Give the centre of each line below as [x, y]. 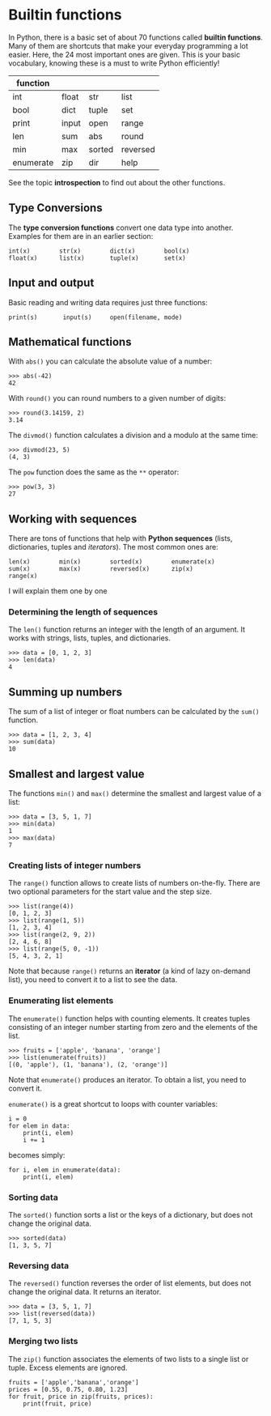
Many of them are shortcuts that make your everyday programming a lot [128, 45]
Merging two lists [43, 1342]
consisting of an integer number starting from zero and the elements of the [133, 1027]
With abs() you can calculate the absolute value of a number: [110, 361]
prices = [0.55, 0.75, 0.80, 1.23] [68, 1389]
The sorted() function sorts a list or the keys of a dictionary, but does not [131, 1215]
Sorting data [33, 1197]
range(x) [23, 576]
